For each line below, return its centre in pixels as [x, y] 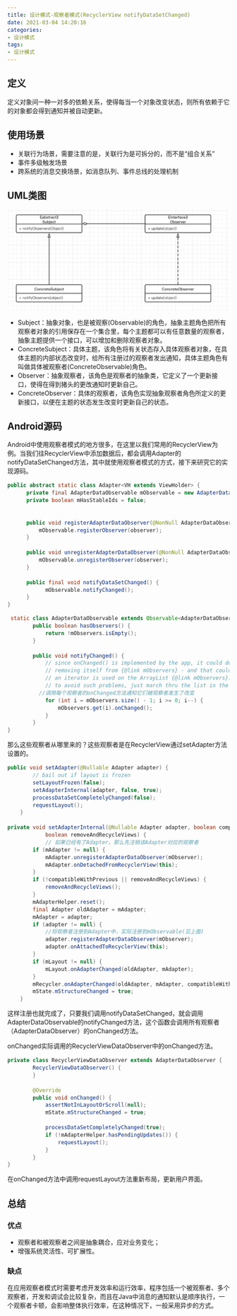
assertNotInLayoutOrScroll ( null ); [96, 1105]
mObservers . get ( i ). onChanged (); [105, 708]
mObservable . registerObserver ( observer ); [100, 530]
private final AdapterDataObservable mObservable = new [110, 493]
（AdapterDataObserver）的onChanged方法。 [75, 1031]
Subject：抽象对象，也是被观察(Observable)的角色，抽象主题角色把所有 [122, 322]
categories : [25, 30]
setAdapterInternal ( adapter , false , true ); [97, 790]
